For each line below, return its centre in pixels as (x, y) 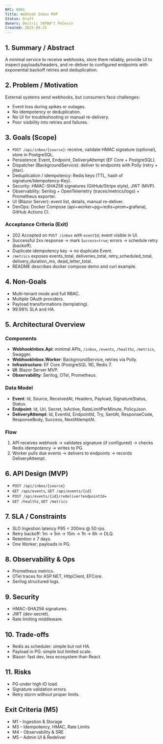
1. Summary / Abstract (40, 48)
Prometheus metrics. (33, 571)
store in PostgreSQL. (33, 154)
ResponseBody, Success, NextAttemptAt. (54, 419)
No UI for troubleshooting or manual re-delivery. (60, 117)
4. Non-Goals (26, 282)
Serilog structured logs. (36, 581)
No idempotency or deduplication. (47, 112)
